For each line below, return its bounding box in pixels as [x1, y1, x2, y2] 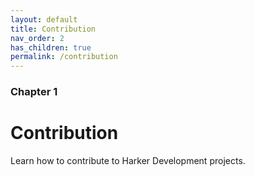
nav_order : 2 [10, 33, 65, 43]
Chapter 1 [10, 85, 58, 99]
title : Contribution [10, 24, 97, 34]
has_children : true [10, 42, 92, 53]
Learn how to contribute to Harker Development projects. [10, 154, 246, 166]
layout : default [10, 14, 78, 25]
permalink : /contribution [10, 52, 118, 62]
